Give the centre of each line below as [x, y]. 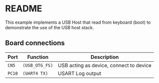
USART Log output [79, 73]
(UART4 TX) [35, 73]
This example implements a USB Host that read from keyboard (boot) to [78, 22]
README [24, 9]
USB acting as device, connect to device [104, 65]
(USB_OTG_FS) [38, 65]
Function [38, 57]
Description [105, 57]
